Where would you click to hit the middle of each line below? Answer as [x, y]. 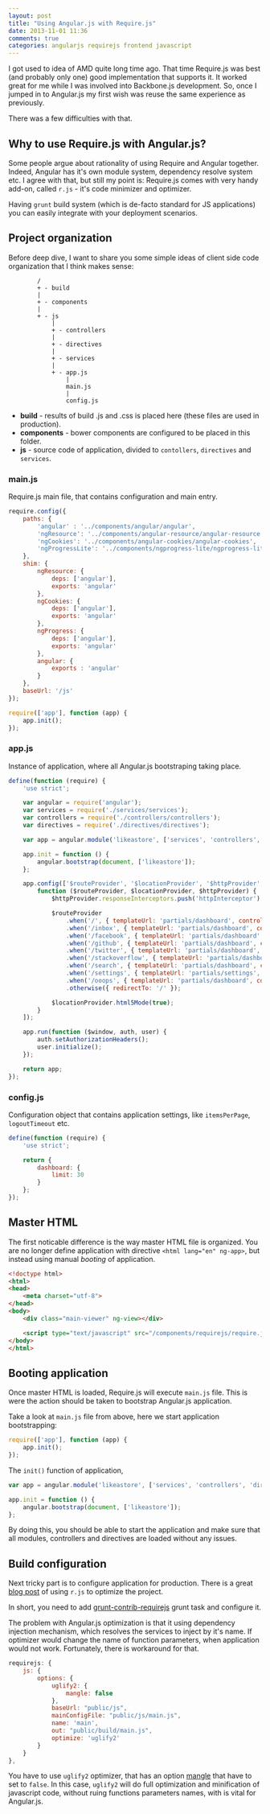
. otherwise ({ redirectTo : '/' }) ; [123, 988]
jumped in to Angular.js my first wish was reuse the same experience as [127, 94]
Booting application [58, 1373]
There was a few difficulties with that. [70, 118]
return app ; [43, 1069]
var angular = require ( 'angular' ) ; [82, 803]
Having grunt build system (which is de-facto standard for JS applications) [132, 204]
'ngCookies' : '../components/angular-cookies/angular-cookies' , [147, 541]
